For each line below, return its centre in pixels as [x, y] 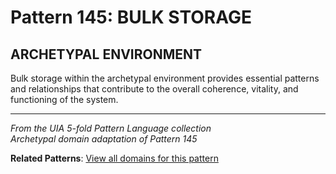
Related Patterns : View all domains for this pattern [114, 158]
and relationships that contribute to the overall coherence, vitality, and [154, 89]
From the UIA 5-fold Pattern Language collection [111, 128]
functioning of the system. [64, 99]
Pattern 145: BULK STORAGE [131, 17]
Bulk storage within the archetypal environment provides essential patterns [165, 78]
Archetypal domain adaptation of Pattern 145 [104, 139]
